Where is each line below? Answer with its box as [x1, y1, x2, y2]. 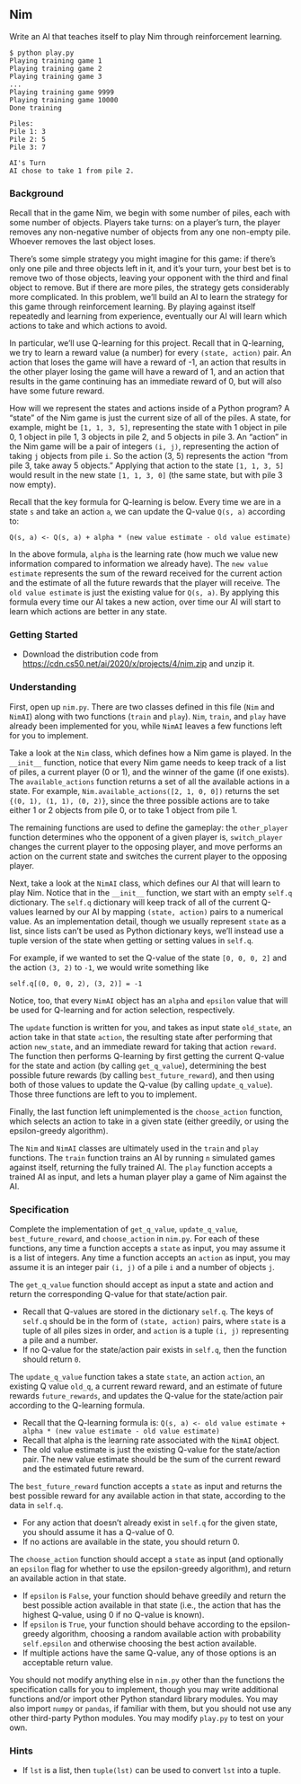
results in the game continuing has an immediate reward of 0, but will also [9, 376, 282, 387]
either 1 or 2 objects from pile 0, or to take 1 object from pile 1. [9, 804, 238, 816]
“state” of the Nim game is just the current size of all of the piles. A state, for [9, 412, 291, 423]
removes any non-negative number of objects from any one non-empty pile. [9, 226, 291, 237]
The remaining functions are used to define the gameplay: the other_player [9, 822, 289, 833]
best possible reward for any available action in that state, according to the [9, 1490, 286, 1501]
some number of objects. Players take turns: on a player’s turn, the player [9, 217, 281, 228]
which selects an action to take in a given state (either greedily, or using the [9, 1116, 289, 1126]
